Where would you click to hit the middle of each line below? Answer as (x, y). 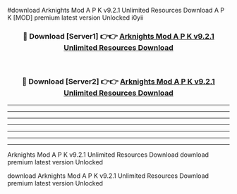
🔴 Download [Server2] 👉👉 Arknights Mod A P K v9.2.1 (119, 82)
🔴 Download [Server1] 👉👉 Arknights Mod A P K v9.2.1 (119, 36)
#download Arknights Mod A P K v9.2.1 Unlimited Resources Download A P (116, 10)
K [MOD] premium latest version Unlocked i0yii (75, 18)
